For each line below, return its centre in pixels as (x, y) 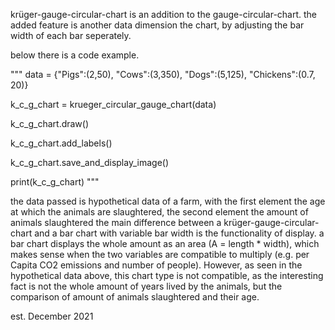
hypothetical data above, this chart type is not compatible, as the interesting (167, 275)
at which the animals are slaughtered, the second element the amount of (159, 212)
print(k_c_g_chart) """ (55, 182)
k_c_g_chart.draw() (50, 123)
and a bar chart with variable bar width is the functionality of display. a (179, 233)
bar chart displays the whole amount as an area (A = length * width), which (165, 243)
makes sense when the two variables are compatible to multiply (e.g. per (160, 254)
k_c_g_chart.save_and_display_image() (90, 162)
